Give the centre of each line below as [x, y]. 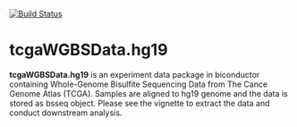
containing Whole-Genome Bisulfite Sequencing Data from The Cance [139, 84]
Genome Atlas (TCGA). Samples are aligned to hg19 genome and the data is [148, 93]
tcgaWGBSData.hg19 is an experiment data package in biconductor [135, 74]
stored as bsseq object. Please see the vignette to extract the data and [140, 103]
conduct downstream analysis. [66, 113]
